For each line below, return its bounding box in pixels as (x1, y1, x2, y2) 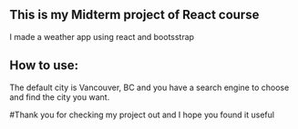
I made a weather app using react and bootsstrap (9, 31, 194, 42)
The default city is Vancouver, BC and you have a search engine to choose (9, 82, 290, 93)
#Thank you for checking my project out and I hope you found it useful (9, 109, 275, 120)
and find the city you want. (9, 91, 110, 103)
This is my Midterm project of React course (9, 7, 260, 23)
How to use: (9, 58, 79, 74)
